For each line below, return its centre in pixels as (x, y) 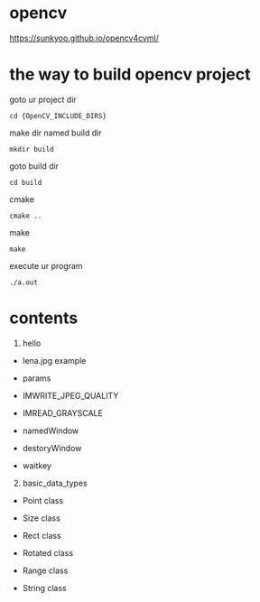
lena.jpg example (54, 360)
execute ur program (46, 265)
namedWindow (51, 431)
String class (44, 588)
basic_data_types (55, 483)
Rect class (42, 535)
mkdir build (32, 149)
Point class (43, 500)
